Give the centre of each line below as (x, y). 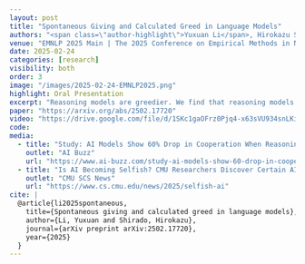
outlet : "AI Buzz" (60, 152)
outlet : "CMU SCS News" (71, 178)
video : (22, 119)
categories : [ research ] (54, 60)
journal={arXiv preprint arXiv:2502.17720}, (111, 229)
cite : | (24, 195)
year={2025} (48, 237)
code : (20, 128)
